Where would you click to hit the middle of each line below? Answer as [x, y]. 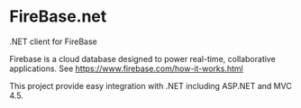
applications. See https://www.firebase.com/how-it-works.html [126, 68]
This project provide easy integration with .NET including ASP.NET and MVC [151, 85]
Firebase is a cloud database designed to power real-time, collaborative [143, 58]
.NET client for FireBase [53, 41]
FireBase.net [58, 17]
